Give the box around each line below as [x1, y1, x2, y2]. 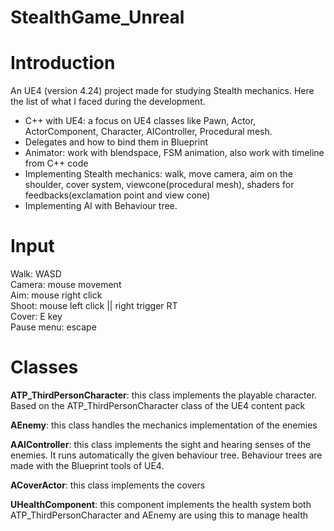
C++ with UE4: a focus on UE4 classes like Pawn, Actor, [24, 115, 257, 127]
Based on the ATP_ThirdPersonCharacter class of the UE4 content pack [10, 400, 306, 411]
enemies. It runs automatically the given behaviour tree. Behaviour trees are [10, 449, 323, 461]
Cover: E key [10, 311, 63, 323]
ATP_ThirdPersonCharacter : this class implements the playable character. [10, 389, 318, 401]
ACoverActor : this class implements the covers [10, 479, 206, 491]
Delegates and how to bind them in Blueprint [24, 136, 209, 148]
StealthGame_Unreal [10, 6, 185, 29]
